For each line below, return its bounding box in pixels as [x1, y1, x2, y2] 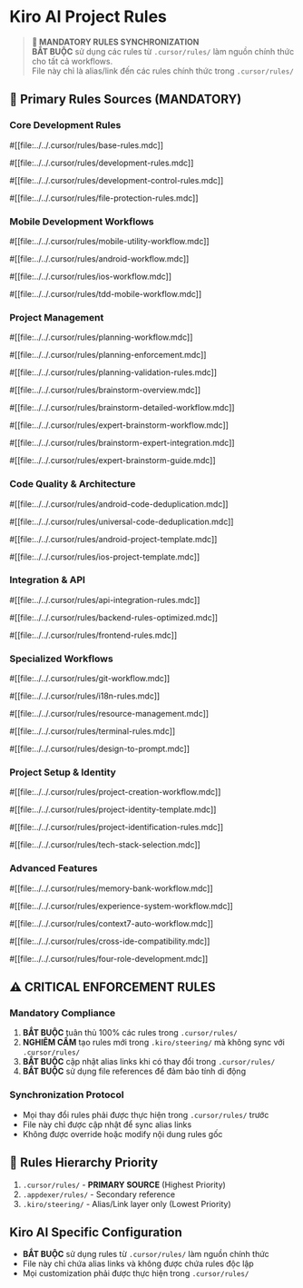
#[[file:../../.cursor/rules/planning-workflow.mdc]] [9, 332, 193, 342]
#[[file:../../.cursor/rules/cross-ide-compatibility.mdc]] [9, 936, 210, 946]
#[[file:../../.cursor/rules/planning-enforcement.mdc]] [9, 350, 207, 361]
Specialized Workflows [9, 652, 113, 665]
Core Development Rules [9, 119, 122, 132]
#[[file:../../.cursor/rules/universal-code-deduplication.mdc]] [9, 516, 234, 527]
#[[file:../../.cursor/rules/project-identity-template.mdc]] [9, 804, 217, 815]
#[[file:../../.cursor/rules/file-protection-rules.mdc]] [9, 193, 199, 203]
